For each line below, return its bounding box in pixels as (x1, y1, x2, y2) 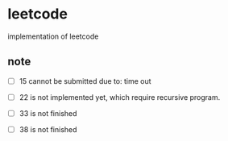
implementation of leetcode (7, 31, 99, 41)
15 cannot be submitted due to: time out (19, 76, 151, 85)
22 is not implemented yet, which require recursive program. (19, 92, 221, 102)
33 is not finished (19, 108, 77, 118)
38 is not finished (19, 124, 77, 134)
